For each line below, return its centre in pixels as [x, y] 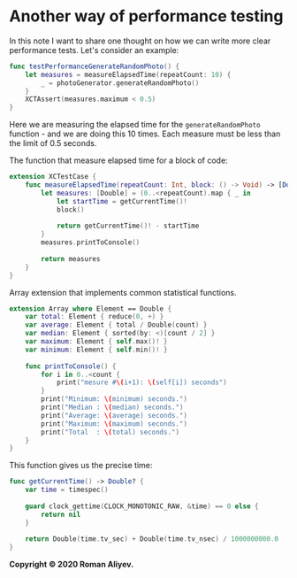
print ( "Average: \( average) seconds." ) [114, 415]
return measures [71, 258]
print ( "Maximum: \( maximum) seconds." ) [114, 424]
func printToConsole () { [71, 366]
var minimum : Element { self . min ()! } [96, 350]
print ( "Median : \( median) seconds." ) [112, 408]
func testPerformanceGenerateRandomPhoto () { [94, 66]
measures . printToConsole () [91, 243]
